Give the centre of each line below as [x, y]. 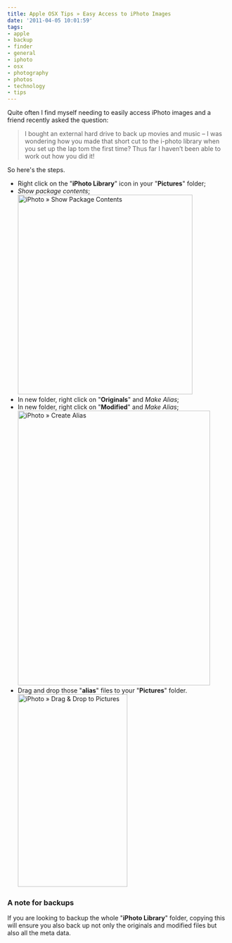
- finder [20, 47]
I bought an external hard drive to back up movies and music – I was [123, 134]
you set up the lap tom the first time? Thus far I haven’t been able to [123, 149]
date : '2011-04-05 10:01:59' [50, 20]
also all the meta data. [39, 933]
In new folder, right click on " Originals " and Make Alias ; [98, 400]
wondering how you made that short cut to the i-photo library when [122, 141]
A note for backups [41, 903]
